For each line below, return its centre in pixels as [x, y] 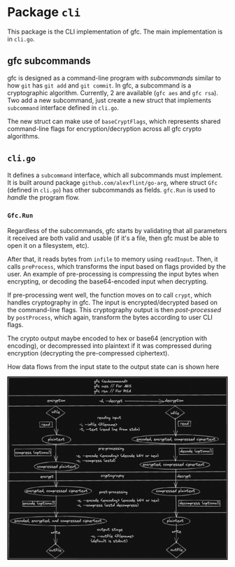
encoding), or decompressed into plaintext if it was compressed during [109, 345]
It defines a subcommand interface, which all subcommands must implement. [115, 175]
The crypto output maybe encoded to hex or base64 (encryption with [107, 338]
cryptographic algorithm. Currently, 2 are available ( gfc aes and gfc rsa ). [113, 92]
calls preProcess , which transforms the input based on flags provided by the [116, 266]
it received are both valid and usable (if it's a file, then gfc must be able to [113, 238]
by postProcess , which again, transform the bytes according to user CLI [110, 317]
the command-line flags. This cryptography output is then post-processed [114, 309]
